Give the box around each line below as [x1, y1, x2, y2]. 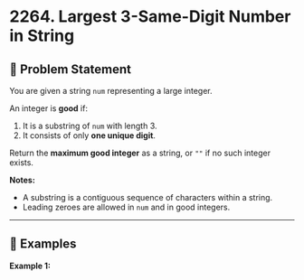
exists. [9, 157, 34, 168]
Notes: [9, 174, 36, 185]
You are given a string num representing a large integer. [9, 86, 213, 96]
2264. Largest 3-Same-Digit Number [9, 6, 291, 27]
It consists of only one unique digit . [22, 130, 157, 141]
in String [9, 25, 75, 46]
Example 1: [9, 260, 52, 271]
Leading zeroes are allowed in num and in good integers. [22, 201, 231, 212]
